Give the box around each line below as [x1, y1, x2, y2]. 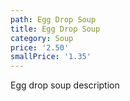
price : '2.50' [10, 42, 70, 53]
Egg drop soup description [10, 79, 120, 91]
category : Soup [10, 33, 74, 43]
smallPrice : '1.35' [10, 52, 92, 62]
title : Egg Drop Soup [10, 24, 101, 34]
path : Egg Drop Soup [10, 14, 97, 25]
